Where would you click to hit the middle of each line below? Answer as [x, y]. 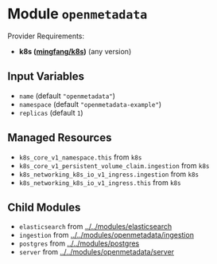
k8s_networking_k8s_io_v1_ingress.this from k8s [100, 182]
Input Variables [46, 77]
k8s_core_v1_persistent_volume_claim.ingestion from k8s [114, 165]
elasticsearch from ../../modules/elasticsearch [95, 227]
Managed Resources [60, 138]
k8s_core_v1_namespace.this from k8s [80, 157]
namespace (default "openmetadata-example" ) [90, 104]
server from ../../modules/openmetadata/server [97, 252]
